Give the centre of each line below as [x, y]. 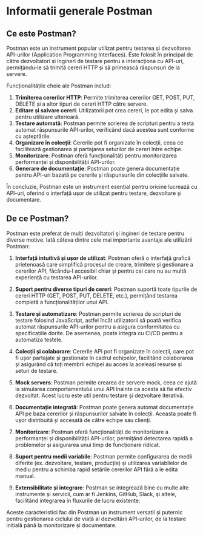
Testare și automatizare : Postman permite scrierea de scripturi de [98, 313]
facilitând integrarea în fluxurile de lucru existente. [78, 500]
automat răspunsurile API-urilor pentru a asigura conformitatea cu [97, 327]
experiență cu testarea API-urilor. [56, 277]
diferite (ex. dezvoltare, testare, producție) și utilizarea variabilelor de [101, 463]
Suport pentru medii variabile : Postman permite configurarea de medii [104, 456]
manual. [25, 475]
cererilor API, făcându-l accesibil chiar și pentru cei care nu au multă [101, 271]
